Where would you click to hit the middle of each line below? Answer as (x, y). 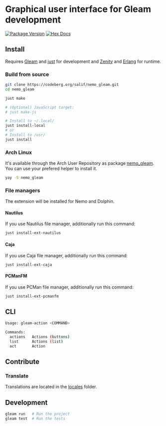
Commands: (15, 332)
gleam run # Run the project (38, 414)
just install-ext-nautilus (33, 233)
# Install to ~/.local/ (30, 121)
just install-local (25, 126)
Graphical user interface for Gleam (78, 9)
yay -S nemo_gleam (24, 178)
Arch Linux (19, 152)
